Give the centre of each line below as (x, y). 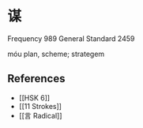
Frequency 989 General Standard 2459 (71, 38)
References (36, 79)
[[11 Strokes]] (40, 106)
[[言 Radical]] (40, 115)
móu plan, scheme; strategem (56, 54)
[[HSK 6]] (34, 98)
